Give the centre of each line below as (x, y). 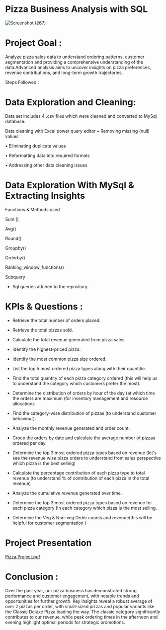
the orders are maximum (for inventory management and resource (80, 398)
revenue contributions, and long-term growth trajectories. (64, 73)
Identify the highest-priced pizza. (46, 349)
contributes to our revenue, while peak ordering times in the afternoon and (82, 617)
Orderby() (15, 257)
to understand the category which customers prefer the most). (76, 383)
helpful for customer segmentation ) (49, 523)
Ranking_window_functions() (35, 267)
